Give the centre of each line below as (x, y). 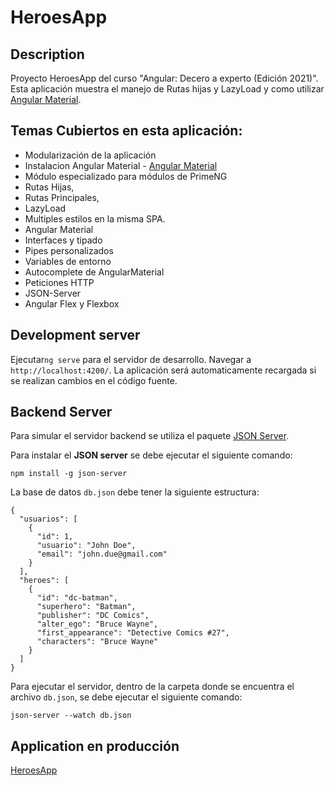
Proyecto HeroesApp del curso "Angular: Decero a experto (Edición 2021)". (164, 78)
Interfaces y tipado (63, 240)
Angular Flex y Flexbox (72, 303)
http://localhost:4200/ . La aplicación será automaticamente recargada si (163, 370)
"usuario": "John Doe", (86, 546)
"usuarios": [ (48, 519)
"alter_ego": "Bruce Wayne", (97, 624)
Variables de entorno (68, 261)
